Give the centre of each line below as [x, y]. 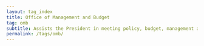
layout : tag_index [29, 12]
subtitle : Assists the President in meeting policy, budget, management [100, 28]
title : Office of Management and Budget [58, 17]
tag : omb [17, 23]
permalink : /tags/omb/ [35, 34]
